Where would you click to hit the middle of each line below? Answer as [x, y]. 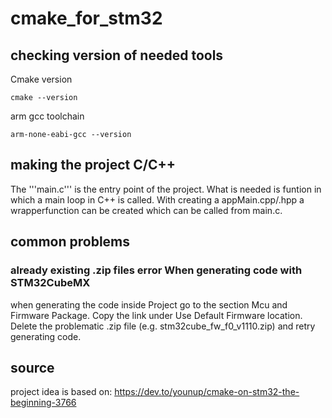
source [32, 367]
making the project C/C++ [93, 165]
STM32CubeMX [50, 283]
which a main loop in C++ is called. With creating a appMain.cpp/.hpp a [157, 199]
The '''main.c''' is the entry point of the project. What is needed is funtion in [166, 189]
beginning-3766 [43, 403]
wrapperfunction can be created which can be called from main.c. [146, 210]
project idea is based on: [61, 392]
